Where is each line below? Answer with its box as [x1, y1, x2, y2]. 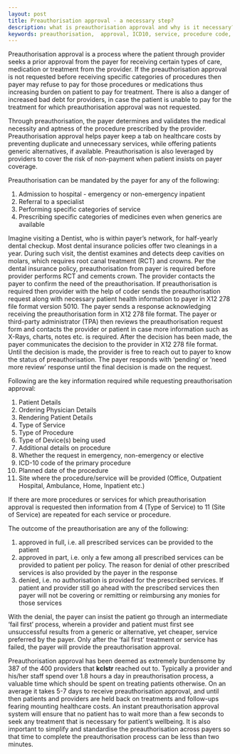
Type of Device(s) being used [18, 436, 106, 444]
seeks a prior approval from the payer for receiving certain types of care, [8, 58, 223, 66]
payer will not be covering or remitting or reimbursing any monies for [18, 591, 220, 600]
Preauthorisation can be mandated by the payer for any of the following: [8, 176, 219, 185]
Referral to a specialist [18, 198, 85, 206]
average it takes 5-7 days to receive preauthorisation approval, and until [8, 687, 219, 696]
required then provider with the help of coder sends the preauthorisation [8, 287, 221, 296]
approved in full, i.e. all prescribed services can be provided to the [18, 538, 214, 546]
